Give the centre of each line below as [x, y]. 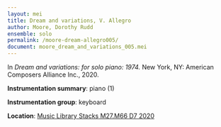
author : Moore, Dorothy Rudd [50, 27]
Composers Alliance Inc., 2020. [53, 74]
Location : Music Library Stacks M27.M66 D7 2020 [81, 116]
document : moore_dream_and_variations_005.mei [77, 47]
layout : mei [25, 14]
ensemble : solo [30, 34]
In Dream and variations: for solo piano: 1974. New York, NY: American [111, 67]
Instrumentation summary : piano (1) [61, 88]
